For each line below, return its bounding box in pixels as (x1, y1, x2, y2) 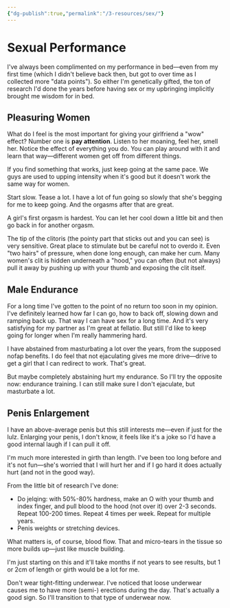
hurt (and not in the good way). (7, 468, 95, 476)
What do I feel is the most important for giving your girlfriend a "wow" (7, 130, 205, 138)
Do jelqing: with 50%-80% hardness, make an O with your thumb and (16, 495, 214, 503)
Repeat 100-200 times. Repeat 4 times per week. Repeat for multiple (16, 510, 211, 517)
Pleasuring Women (7, 112, 91, 123)
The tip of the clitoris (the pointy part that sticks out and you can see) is (7, 235, 210, 243)
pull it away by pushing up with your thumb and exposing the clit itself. (7, 264, 207, 272)
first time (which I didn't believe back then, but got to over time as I (7, 70, 197, 78)
